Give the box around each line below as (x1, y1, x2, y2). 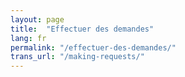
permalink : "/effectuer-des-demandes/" (10, 42, 177, 53)
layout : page (10, 14, 65, 25)
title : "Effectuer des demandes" (10, 24, 155, 34)
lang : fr (10, 33, 47, 43)
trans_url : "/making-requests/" (10, 52, 145, 62)
